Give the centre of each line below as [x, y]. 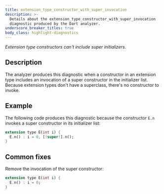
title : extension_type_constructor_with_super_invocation [66, 10]
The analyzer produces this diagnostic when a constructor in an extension [81, 74]
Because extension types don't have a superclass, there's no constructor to [82, 85]
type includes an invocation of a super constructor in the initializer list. [77, 79]
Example [19, 106]
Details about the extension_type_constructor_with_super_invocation [82, 19]
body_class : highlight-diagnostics [42, 33]
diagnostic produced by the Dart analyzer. [55, 24]
